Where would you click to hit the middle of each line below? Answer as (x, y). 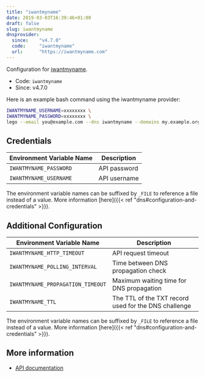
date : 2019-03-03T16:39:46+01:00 (49, 18)
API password (118, 169)
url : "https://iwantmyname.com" (60, 52)
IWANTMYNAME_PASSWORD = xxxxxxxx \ (49, 116)
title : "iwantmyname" (34, 12)
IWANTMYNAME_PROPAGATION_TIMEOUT (58, 284)
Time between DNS (140, 263)
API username (119, 178)
